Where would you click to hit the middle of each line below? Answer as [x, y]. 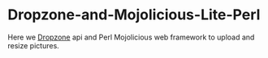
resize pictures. [34, 45]
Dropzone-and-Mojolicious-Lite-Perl [134, 15]
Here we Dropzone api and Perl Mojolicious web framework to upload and [131, 37]
